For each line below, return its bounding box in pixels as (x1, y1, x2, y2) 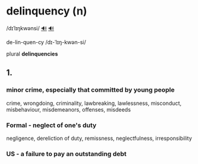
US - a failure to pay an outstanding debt (6, 150, 127, 158)
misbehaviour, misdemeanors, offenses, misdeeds (6, 106, 131, 113)
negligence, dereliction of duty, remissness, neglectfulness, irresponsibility (6, 134, 193, 142)
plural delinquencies (6, 50, 58, 57)
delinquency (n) (6, 4, 87, 18)
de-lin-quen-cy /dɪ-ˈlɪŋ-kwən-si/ (6, 38, 86, 46)
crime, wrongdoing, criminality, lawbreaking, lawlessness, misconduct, (6, 99, 182, 107)
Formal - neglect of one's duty (6, 121, 97, 129)
